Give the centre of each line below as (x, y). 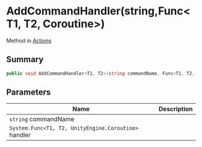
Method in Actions (29, 40)
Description (176, 109)
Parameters (29, 92)
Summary (25, 59)
